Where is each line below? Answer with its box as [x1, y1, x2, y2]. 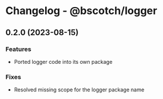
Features [5, 45, 32, 53]
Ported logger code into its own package [13, 58, 113, 65]
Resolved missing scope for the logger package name [13, 86, 145, 93]
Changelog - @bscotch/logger [5, 4, 158, 18]
